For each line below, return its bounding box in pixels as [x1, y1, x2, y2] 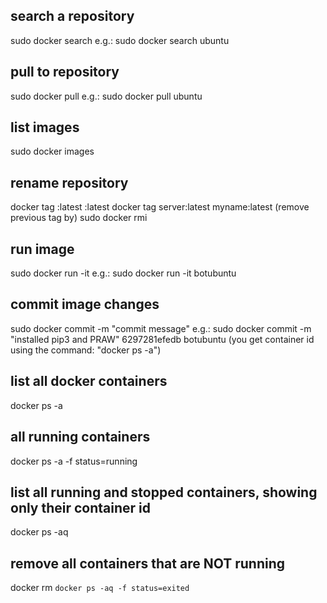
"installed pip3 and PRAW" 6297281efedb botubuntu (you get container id [10, 333, 315, 345]
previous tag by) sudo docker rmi [10, 212, 148, 224]
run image [10, 240, 75, 258]
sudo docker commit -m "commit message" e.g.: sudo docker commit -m [10, 322, 312, 334]
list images [10, 119, 80, 136]
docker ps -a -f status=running [10, 455, 138, 467]
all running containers [10, 429, 151, 446]
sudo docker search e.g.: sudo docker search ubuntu [10, 34, 230, 46]
